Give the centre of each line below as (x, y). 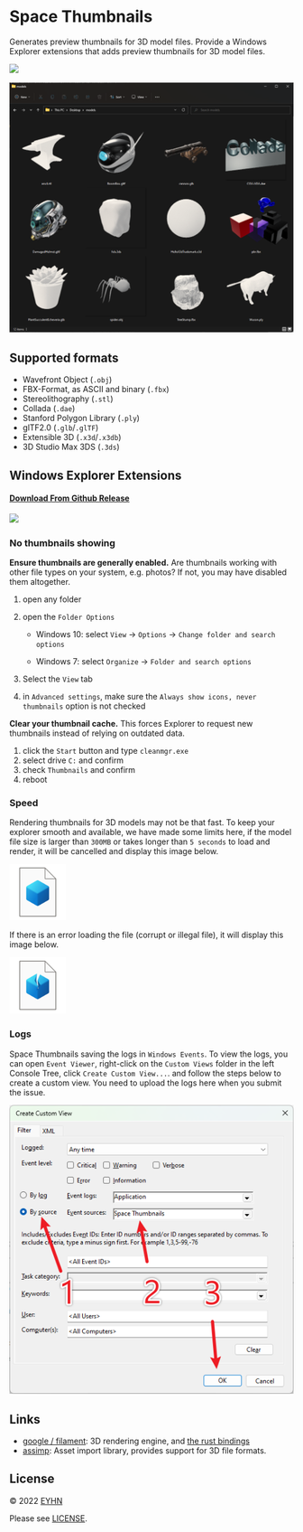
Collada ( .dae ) (49, 409)
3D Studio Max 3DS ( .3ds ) (71, 447)
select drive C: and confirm (73, 760)
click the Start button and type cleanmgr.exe (106, 751)
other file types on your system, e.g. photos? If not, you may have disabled (148, 572)
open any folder (52, 599)
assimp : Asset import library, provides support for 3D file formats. (144, 1450)
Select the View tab (57, 679)
